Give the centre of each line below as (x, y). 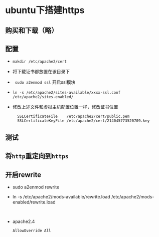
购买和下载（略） (32, 30)
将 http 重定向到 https (37, 156)
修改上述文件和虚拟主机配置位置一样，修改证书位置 (65, 107)
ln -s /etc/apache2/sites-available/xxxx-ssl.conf (66, 93)
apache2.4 (24, 221)
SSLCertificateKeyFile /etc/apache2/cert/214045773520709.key (84, 121)
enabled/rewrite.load (34, 202)
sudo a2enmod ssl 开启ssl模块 (45, 82)
